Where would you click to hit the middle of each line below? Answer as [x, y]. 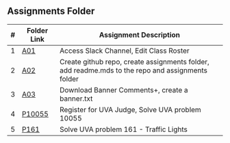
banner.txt [76, 99]
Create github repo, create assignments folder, [135, 62]
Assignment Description [139, 35]
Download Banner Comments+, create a [124, 90]
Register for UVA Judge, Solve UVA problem [130, 109]
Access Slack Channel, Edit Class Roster [124, 51]
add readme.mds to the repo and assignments [133, 70]
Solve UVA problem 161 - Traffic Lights [124, 129]
